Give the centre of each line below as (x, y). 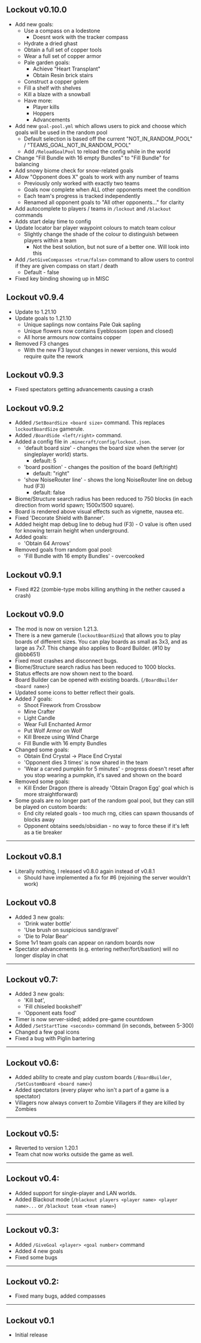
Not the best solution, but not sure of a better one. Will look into (111, 246)
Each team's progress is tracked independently (82, 196)
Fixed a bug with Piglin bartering (55, 1039)
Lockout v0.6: (33, 1063)
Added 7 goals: (33, 699)
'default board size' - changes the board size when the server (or (104, 448)
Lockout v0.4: (33, 1179)
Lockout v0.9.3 (35, 375)
